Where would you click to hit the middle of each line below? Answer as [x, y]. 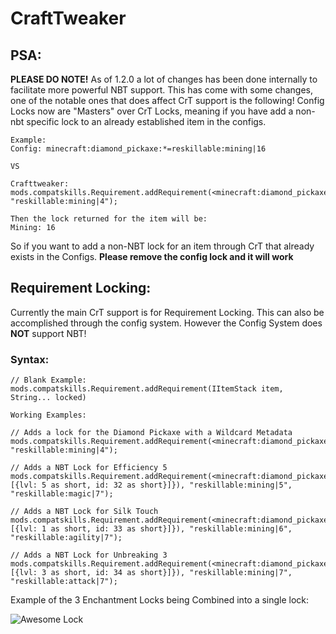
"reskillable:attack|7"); [64, 582]
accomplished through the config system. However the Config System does [166, 323]
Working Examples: [48, 415]
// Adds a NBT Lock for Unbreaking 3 [89, 555]
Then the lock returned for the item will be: [109, 219]
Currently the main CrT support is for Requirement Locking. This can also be [167, 312]
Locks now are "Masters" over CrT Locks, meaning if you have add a [152, 111]
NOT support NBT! [48, 333]
